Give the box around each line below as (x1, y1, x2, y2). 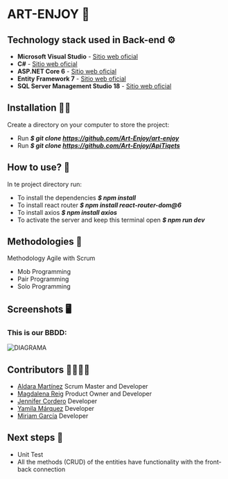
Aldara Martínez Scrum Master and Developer (17, 382, 148, 390)
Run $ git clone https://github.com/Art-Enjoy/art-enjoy (17, 133, 179, 142)
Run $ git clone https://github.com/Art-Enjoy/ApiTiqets (17, 141, 180, 149)
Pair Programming (17, 275, 69, 284)
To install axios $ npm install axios (17, 208, 118, 216)
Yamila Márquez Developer (17, 404, 95, 412)
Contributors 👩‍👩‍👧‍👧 (7, 364, 90, 375)
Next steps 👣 (7, 432, 64, 444)
